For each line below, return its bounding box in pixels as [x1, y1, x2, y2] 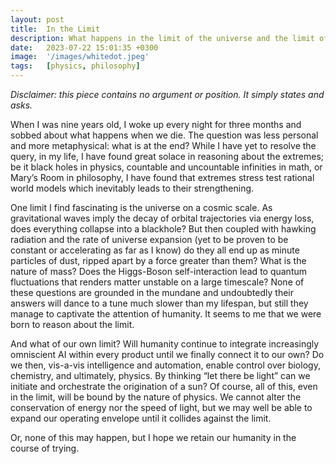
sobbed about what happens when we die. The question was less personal [10, 129, 319, 141]
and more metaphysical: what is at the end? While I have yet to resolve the [10, 140, 317, 151]
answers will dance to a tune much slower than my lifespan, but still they [10, 297, 309, 309]
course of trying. [10, 442, 80, 454]
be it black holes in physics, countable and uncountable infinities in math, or [10, 161, 323, 173]
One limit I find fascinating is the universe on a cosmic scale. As [10, 202, 273, 213]
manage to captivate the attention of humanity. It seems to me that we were [10, 308, 322, 320]
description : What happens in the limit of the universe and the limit [10, 33, 315, 43]
